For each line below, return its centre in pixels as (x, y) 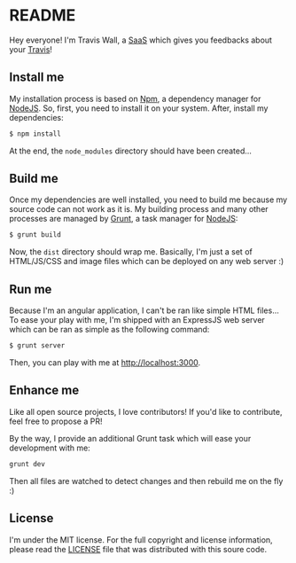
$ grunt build (35, 235)
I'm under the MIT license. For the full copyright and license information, (141, 540)
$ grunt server (37, 346)
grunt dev (27, 464)
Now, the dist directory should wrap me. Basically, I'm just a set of (131, 252)
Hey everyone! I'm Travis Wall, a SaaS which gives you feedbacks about (141, 40)
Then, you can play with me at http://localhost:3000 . (105, 363)
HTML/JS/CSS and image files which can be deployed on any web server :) (147, 262)
